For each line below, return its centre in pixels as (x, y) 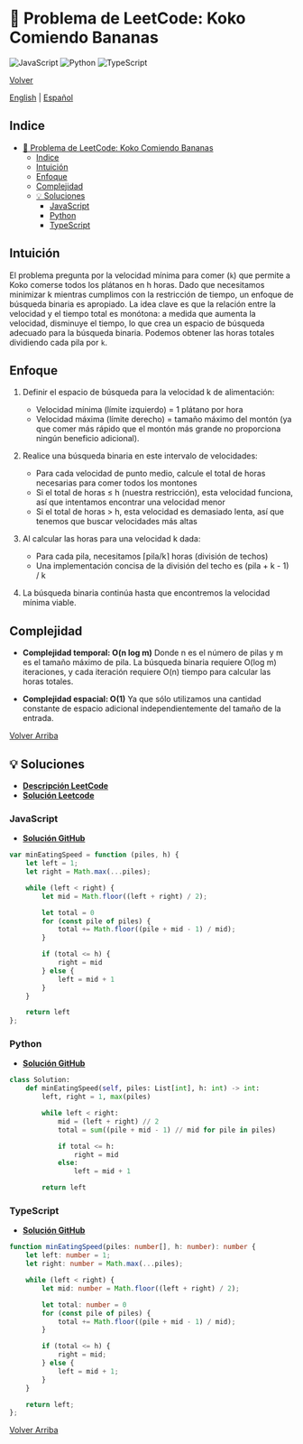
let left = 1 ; (52, 864)
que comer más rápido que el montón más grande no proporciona (158, 429)
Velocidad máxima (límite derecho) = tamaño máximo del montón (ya (164, 420)
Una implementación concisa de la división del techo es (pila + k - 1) (162, 566)
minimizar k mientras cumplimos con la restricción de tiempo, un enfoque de (151, 294)
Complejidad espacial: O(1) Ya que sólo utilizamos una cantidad (142, 699)
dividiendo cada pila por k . (59, 342)
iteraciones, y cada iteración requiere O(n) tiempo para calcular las (147, 672)
